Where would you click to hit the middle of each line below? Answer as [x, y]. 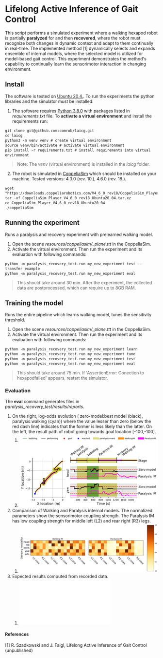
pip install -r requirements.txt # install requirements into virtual [78, 150]
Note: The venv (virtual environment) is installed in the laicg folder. [83, 164]
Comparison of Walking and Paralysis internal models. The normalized [82, 510]
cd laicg [14, 135]
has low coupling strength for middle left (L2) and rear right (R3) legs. [81, 521]
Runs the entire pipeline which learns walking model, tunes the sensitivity [78, 315]
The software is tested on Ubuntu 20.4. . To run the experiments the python [80, 96]
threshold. [15, 320]
